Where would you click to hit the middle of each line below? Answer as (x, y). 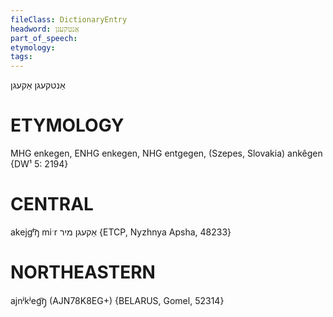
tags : (21, 57)
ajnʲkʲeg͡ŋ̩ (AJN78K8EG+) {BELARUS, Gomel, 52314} (117, 300)
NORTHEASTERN (83, 272)
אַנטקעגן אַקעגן (38, 85)
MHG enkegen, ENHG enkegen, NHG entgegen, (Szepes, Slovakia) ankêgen (166, 153)
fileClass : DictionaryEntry (69, 19)
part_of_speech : (44, 38)
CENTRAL (52, 204)
